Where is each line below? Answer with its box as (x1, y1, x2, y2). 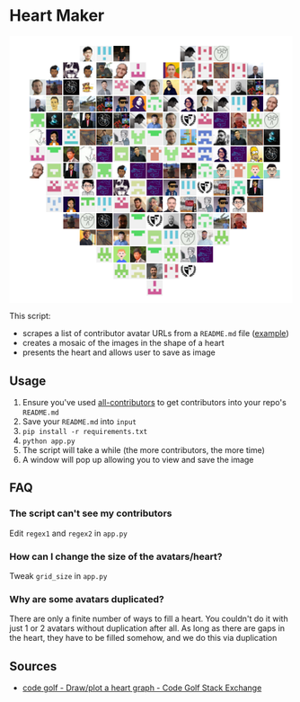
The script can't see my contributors (9, 507, 172, 520)
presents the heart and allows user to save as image (22, 347, 216, 358)
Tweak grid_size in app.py (9, 570, 108, 581)
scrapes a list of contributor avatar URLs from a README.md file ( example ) (22, 328, 289, 339)
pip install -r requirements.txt (22, 427, 148, 436)
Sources (9, 658, 57, 674)
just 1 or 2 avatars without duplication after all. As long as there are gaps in (9, 623, 286, 634)
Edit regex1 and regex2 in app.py (9, 528, 128, 538)
